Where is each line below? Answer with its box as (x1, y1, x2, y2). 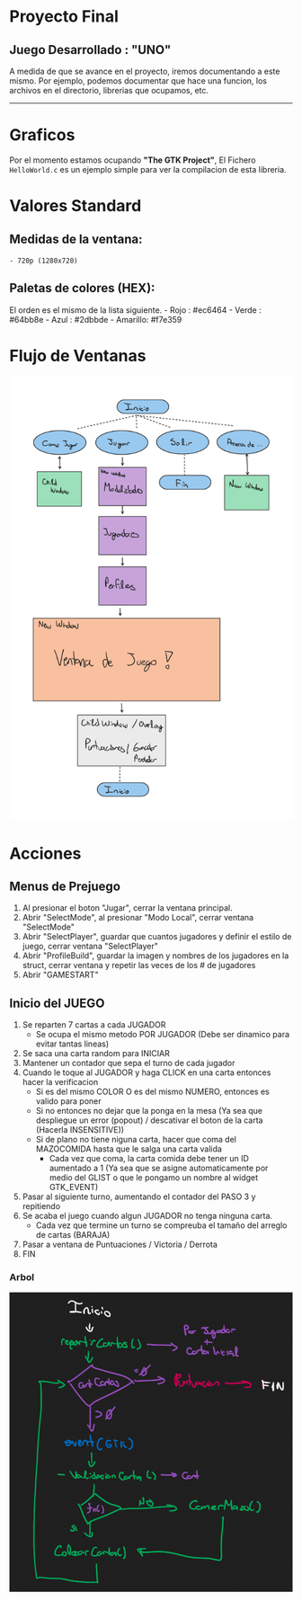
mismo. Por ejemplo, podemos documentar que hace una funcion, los (9, 76, 268, 86)
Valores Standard (9, 196, 142, 217)
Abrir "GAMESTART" (22, 969, 99, 981)
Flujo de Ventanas (9, 345, 147, 366)
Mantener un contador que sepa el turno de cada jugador (22, 1058, 235, 1069)
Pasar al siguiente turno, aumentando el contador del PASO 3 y (22, 1191, 256, 1202)
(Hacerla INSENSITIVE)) (35, 1125, 124, 1135)
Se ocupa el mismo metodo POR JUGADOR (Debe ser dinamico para (35, 1029, 290, 1040)
